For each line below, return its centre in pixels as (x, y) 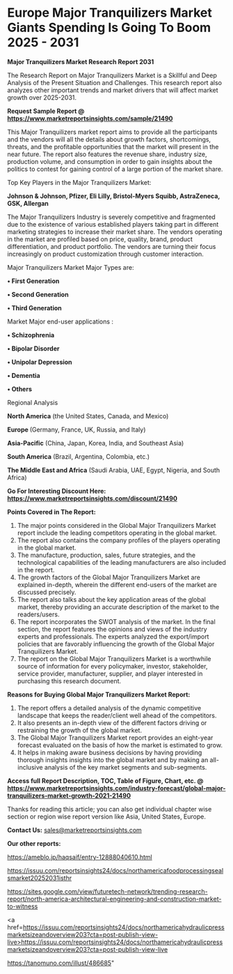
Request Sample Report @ (46, 111)
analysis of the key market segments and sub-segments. (126, 767)
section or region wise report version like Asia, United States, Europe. (107, 816)
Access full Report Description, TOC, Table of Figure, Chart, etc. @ (105, 781)
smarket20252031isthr (39, 878)
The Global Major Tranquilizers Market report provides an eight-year (115, 738)
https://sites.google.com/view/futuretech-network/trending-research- (107, 891)
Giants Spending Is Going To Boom (109, 28)
